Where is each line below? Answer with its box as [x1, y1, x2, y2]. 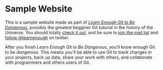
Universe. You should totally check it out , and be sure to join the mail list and [5, 29, 158, 35]
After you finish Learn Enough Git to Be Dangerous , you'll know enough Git [5, 44, 155, 50]
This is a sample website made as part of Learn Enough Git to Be [5, 19, 135, 25]
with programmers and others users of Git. [5, 59, 91, 65]
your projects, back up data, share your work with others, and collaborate [5, 54, 152, 60]
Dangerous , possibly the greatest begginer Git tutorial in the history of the [5, 24, 153, 30]
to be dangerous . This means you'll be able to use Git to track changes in [5, 49, 152, 55]
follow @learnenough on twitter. [5, 35, 70, 41]
